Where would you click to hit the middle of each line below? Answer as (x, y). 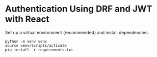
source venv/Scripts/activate (36, 45)
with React (27, 19)
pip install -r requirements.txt (39, 50)
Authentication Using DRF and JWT (79, 9)
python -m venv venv (26, 41)
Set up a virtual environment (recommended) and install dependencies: (77, 32)
